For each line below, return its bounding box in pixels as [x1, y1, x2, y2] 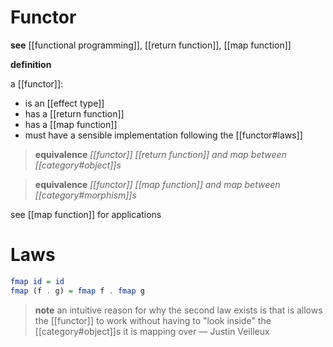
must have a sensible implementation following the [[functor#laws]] [24, 129, 303, 141]
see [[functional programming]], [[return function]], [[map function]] [10, 39, 292, 51]
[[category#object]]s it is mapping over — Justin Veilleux [34, 325, 270, 337]
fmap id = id [10, 276, 65, 286]
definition [10, 58, 52, 70]
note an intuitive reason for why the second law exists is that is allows [34, 304, 323, 316]
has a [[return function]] [24, 107, 125, 120]
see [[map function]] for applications [10, 208, 162, 220]
